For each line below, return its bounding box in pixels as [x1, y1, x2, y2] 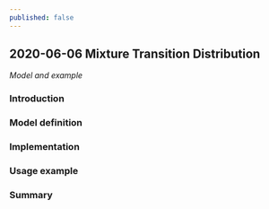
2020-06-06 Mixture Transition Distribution [9, 47, 261, 62]
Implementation [9, 141, 81, 153]
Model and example [9, 70, 83, 81]
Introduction [9, 92, 65, 105]
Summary [9, 189, 54, 202]
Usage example [9, 165, 79, 178]
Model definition [9, 117, 83, 129]
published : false [9, 13, 74, 22]
